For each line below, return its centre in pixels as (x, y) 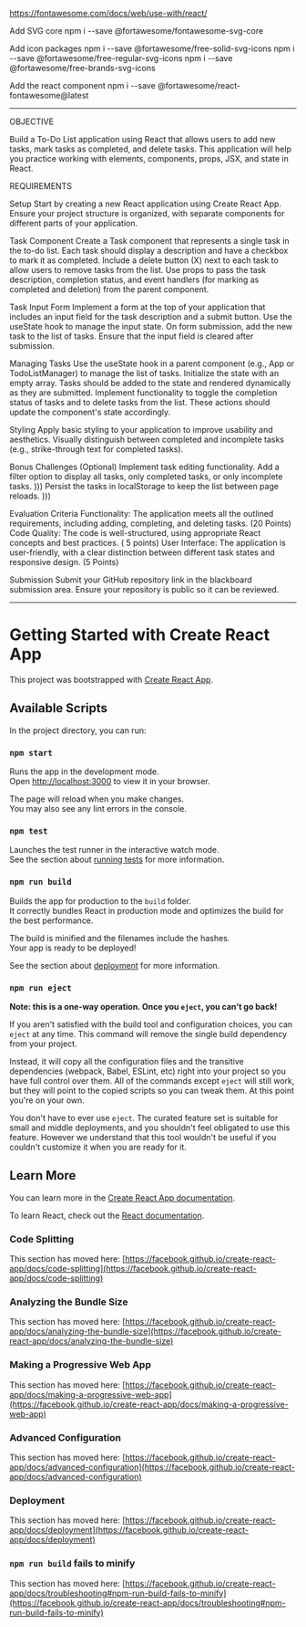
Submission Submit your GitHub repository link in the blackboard (131, 580)
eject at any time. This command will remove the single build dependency (148, 1034)
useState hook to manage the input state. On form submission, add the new (151, 326)
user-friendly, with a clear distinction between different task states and (142, 552)
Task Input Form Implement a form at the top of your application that (138, 307)
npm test (29, 831)
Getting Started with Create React (140, 635)
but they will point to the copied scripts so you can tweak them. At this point (152, 1090)
